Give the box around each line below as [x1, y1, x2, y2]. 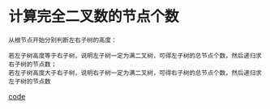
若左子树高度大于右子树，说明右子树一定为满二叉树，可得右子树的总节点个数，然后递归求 [8, 69, 262, 77]
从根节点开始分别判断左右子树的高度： [8, 36, 118, 44]
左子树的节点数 [8, 78, 51, 86]
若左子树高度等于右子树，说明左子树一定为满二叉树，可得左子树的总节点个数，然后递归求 [8, 52, 262, 60]
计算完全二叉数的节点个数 [8, 7, 180, 26]
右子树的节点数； [8, 60, 58, 69]
